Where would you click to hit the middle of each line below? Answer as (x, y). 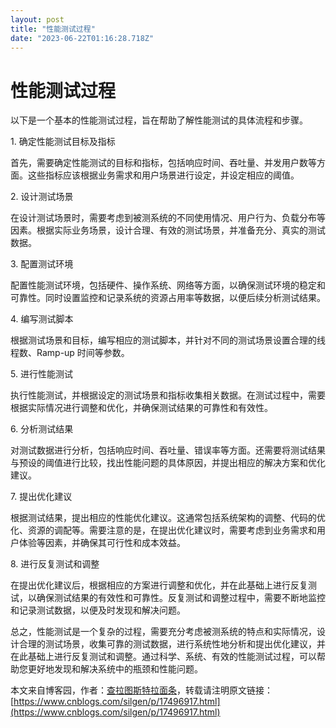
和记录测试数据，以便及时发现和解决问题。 (98, 610)
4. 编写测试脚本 (42, 319)
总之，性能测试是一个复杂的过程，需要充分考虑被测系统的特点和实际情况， (163, 632)
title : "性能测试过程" (53, 29)
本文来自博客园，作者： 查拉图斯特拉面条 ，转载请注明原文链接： (141, 690)
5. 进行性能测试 (41, 374)
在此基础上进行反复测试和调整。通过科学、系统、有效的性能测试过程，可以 (163, 657)
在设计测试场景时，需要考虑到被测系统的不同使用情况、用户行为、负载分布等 (168, 218)
